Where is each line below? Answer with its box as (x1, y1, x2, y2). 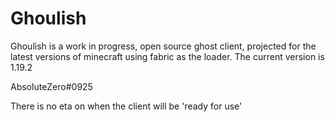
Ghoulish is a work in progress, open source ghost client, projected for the (10, 40, 317, 52)
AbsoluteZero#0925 (10, 80, 93, 92)
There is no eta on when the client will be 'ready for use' (10, 100, 243, 112)
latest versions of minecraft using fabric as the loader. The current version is (10, 50, 325, 62)
